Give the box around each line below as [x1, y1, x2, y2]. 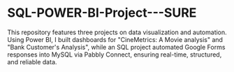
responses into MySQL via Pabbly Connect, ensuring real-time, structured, [7, 50, 222, 59]
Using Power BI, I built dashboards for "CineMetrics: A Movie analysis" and [7, 35, 224, 43]
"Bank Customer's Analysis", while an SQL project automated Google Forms [7, 43, 226, 51]
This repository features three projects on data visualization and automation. [7, 28, 227, 36]
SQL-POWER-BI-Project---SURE [7, 5, 197, 21]
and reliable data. [7, 57, 57, 66]
